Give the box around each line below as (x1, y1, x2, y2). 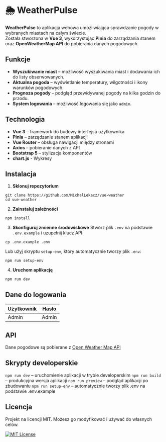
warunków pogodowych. (12, 84, 64, 91)
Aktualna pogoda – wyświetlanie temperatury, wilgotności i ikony (12, 79, 148, 85)
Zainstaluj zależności (12, 206, 58, 212)
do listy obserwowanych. (12, 74, 65, 80)
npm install (5, 216, 30, 221)
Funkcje (5, 55, 31, 64)
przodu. (12, 95, 29, 101)
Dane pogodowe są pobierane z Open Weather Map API (5, 344, 121, 350)
